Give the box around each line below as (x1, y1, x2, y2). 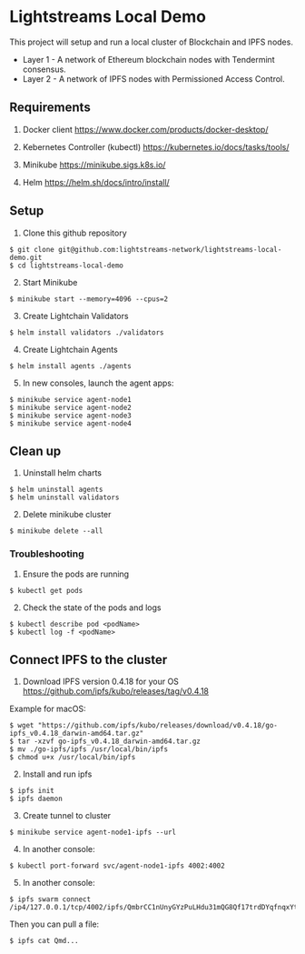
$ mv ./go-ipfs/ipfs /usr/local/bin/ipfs (9, 745, 169, 754)
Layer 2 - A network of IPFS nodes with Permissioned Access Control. (22, 73, 286, 84)
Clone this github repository (22, 227, 127, 238)
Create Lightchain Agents (22, 344, 118, 355)
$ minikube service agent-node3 (9, 411, 132, 420)
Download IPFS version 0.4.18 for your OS (22, 676, 180, 688)
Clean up (9, 443, 62, 458)
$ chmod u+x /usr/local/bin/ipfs (9, 753, 136, 762)
